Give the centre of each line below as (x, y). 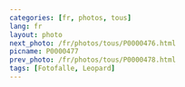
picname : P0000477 (44, 52)
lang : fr (26, 26)
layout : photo (36, 34)
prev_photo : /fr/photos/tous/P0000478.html (93, 60)
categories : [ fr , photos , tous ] (70, 18)
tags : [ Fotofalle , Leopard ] (63, 69)
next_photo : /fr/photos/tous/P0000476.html (93, 43)
